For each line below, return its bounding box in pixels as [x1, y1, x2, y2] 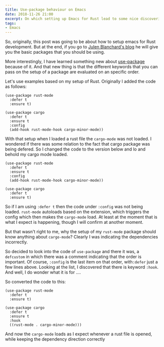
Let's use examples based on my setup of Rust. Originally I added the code [5, 79, 156, 85]
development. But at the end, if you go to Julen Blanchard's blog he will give [5, 44, 159, 50]
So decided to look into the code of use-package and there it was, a [5, 249, 140, 255]
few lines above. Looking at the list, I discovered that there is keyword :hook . [5, 264, 159, 270]
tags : [5, 21, 16, 26]
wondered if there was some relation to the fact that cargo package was [5, 141, 150, 147]
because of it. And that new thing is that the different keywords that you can [5, 64, 158, 70]
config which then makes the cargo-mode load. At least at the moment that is [5, 214, 158, 220]
